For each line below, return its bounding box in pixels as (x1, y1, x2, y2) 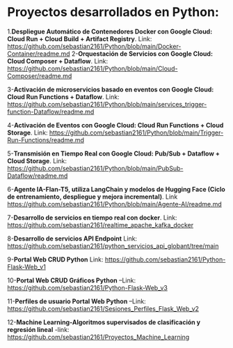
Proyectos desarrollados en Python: (7, 4, 219, 20)
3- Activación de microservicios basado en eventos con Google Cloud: (7, 85, 214, 93)
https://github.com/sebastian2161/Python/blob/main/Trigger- (49, 128, 224, 137)
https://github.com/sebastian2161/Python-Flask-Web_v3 (7, 283, 168, 292)
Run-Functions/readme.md (7, 135, 85, 144)
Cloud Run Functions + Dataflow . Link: (7, 92, 120, 101)
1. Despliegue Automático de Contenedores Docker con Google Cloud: (7, 27, 213, 36)
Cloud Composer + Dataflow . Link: (7, 56, 109, 65)
